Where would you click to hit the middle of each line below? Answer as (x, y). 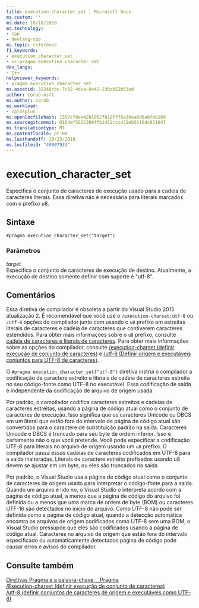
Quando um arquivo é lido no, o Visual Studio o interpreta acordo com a (94, 490)
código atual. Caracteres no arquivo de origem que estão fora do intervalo (97, 534)
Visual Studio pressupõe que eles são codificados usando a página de (92, 528)
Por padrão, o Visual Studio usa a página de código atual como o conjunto (97, 477)
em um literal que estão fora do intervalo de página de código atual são (94, 421)
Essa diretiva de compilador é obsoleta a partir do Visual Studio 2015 (90, 309)
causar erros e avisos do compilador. (51, 547)
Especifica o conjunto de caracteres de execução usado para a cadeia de (96, 191)
